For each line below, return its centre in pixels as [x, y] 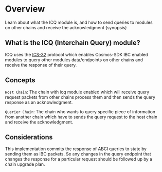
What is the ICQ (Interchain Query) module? [73, 43]
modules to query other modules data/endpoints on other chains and [74, 60]
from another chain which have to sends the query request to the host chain [81, 117]
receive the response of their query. [41, 65]
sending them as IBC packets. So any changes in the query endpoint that [78, 154]
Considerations [29, 137]
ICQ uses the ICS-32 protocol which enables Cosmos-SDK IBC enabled [77, 54]
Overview [25, 9]
